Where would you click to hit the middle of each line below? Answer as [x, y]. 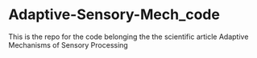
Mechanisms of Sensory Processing [68, 44]
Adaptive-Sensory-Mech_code [114, 15]
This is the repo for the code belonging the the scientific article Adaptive [128, 37]
